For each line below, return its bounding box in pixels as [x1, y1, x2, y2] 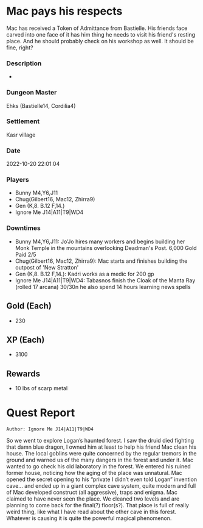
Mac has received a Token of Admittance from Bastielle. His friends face [6, 24, 188, 32]
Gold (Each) [6, 301, 52, 312]
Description [6, 59, 42, 68]
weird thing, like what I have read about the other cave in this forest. [6, 508, 177, 516]
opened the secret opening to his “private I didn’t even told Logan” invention [6, 476, 198, 483]
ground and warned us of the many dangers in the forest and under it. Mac [6, 456, 194, 464]
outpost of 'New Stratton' [15, 263, 79, 271]
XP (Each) [6, 334, 45, 345]
